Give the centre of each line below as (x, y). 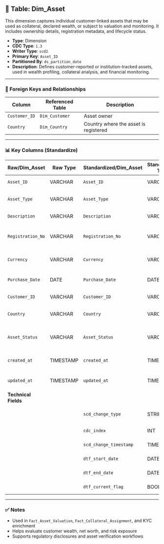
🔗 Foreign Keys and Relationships (46, 89)
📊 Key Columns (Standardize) (41, 151)
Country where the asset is (114, 124)
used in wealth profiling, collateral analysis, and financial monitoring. (81, 72)
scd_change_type (102, 414)
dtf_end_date (98, 473)
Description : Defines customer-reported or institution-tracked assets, (82, 66)
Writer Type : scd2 (30, 51)
